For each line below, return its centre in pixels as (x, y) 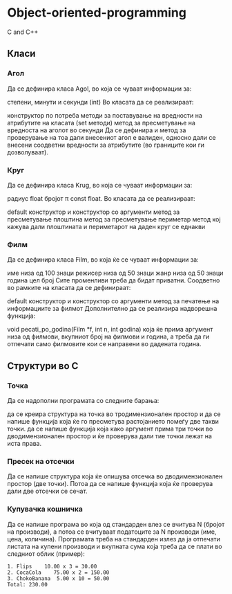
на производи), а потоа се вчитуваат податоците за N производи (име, (112, 532)
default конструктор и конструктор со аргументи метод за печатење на (113, 301)
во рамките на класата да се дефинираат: (69, 288)
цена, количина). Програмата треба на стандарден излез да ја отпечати (114, 539)
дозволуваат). (28, 152)
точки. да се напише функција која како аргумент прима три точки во (110, 429)
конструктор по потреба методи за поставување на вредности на (105, 115)
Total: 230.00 (28, 584)
